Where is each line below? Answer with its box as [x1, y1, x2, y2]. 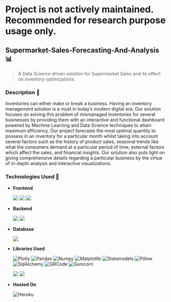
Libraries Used [12, 245, 45, 252]
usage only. [5, 26, 56, 37]
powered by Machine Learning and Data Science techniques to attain [5, 122, 151, 129]
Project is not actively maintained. [5, 4, 154, 15]
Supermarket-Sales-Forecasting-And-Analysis [5, 46, 159, 54]
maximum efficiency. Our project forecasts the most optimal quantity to [5, 128, 156, 134]
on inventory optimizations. [17, 76, 76, 82]
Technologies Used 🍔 [5, 173, 60, 180]
